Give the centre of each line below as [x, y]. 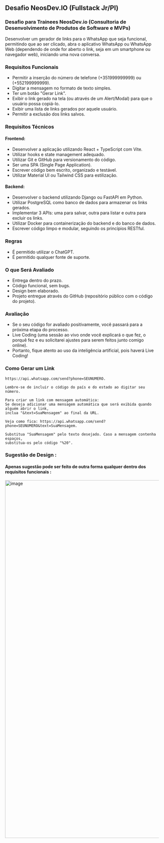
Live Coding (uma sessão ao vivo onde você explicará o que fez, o [79, 335]
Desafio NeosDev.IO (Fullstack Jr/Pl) [62, 8]
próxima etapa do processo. [41, 330]
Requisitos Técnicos [30, 127]
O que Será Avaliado [30, 270]
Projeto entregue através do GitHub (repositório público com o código [82, 296]
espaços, [14, 438]
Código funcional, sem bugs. [41, 285]
